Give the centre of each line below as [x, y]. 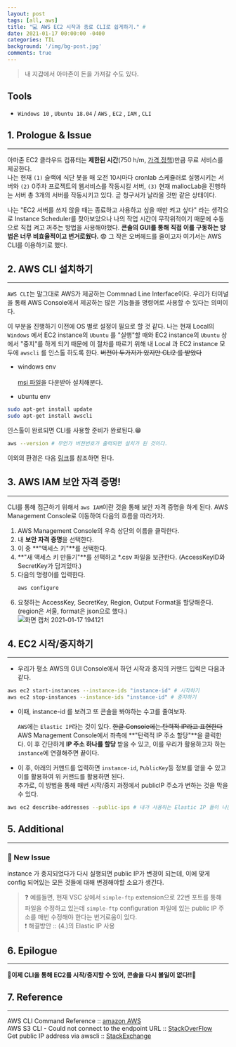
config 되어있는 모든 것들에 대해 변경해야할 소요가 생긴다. [86, 883]
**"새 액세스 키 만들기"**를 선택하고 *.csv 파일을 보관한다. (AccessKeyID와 [121, 557]
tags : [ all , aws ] [33, 20]
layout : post [26, 14]
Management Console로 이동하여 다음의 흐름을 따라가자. [86, 515]
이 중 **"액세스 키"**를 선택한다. [62, 548]
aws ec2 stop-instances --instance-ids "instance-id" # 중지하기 [102, 697]
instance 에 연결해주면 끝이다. [58, 753]
